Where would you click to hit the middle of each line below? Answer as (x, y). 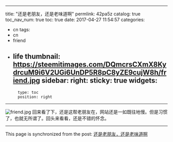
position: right (35, 97)
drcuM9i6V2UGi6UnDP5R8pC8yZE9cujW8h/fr (90, 73)
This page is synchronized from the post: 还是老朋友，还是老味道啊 (76, 134)
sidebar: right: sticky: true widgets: (100, 81)
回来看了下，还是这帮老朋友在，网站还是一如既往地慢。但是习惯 (100, 112)
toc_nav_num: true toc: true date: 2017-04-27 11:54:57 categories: (75, 19)
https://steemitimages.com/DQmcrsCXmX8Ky (90, 65)
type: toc (28, 92)
